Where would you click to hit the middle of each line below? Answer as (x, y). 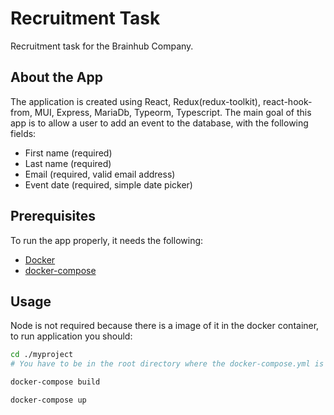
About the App (56, 77)
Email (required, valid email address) (100, 174)
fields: (23, 133)
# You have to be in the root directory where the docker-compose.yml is (167, 364)
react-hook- (287, 101)
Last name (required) (68, 163)
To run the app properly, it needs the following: (107, 240)
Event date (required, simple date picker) (108, 184)
